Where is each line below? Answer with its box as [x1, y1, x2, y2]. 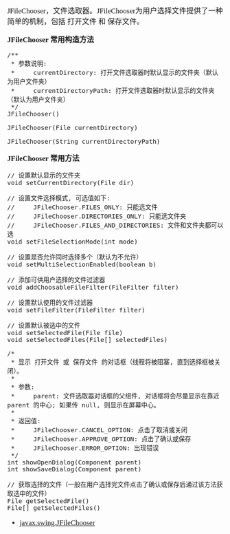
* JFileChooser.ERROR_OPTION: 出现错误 [10, 445, 159, 452]
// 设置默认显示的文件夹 [7, 172, 81, 179]
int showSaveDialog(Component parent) [7, 465, 142, 473]
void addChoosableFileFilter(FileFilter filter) [7, 284, 179, 291]
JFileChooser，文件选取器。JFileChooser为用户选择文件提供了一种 [7, 7, 223, 15]
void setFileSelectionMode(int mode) [7, 238, 139, 246]
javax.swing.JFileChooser [19, 518, 95, 527]
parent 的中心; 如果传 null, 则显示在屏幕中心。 [7, 401, 160, 409]
